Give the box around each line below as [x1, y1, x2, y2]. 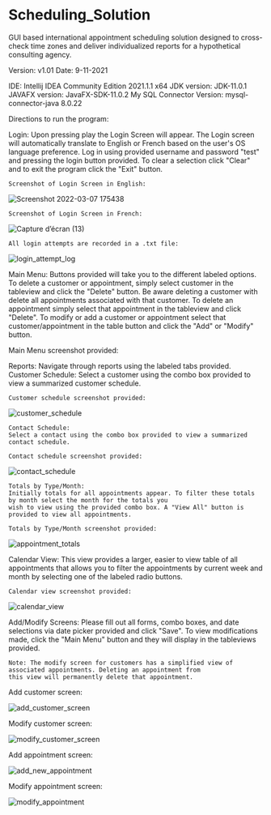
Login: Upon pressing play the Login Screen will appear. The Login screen [8, 130, 255, 139]
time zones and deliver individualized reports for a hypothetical [31, 41, 241, 50]
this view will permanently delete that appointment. [8, 672, 194, 681]
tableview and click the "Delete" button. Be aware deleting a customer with [8, 286, 258, 297]
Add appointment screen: [8, 749, 93, 759]
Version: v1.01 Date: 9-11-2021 [8, 65, 108, 75]
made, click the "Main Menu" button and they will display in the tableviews [8, 634, 256, 644]
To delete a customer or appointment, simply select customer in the [8, 278, 234, 288]
